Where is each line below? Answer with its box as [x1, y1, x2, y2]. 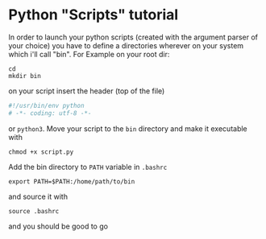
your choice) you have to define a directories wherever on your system [8, 40, 244, 50]
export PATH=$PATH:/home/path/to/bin [8, 177, 135, 186]
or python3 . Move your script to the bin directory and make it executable [8, 123, 247, 134]
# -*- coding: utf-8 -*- [8, 109, 92, 117]
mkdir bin [8, 72, 42, 80]
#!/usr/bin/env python [8, 101, 85, 109]
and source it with [8, 192, 69, 201]
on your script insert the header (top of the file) [8, 86, 165, 96]
